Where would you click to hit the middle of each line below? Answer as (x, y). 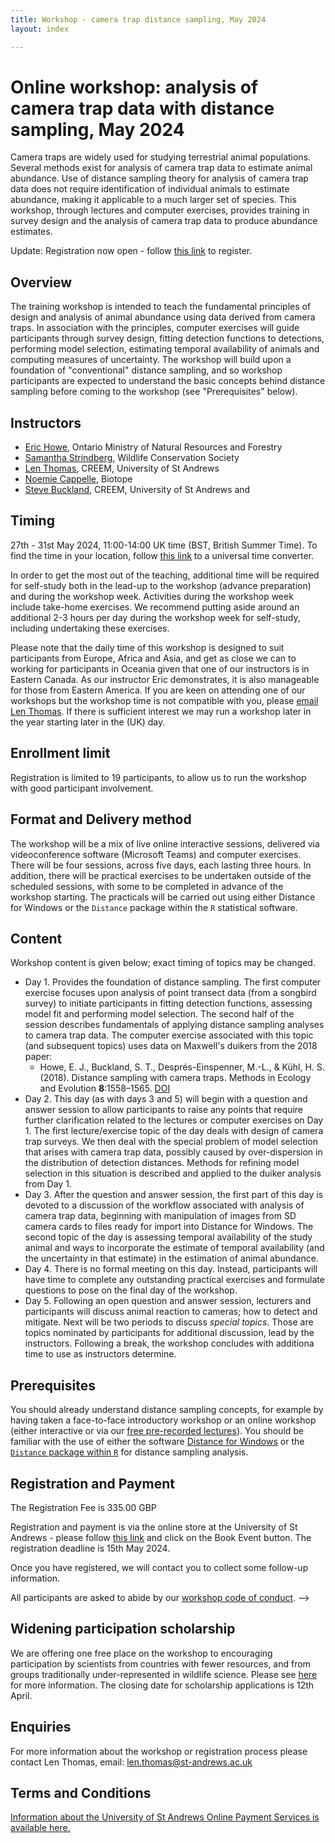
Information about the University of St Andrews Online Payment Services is (165, 1817)
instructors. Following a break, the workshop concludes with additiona (169, 1343)
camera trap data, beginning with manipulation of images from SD (160, 1216)
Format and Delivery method (101, 819)
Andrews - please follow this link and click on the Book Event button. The (161, 1537)
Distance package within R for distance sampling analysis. (129, 1452)
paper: (38, 1057)
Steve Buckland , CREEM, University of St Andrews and (137, 490)
